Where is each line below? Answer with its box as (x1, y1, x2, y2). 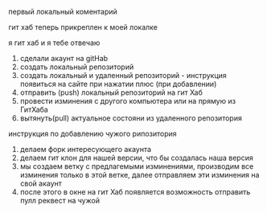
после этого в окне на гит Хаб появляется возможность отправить (19, 187, 251, 196)
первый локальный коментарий (8, 7, 118, 16)
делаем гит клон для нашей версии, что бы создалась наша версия (19, 153, 253, 162)
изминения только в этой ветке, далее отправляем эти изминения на (19, 170, 260, 179)
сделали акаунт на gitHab (19, 54, 109, 63)
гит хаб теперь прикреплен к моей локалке (8, 23, 158, 31)
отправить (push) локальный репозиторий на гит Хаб (19, 88, 203, 97)
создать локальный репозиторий (19, 62, 134, 72)
